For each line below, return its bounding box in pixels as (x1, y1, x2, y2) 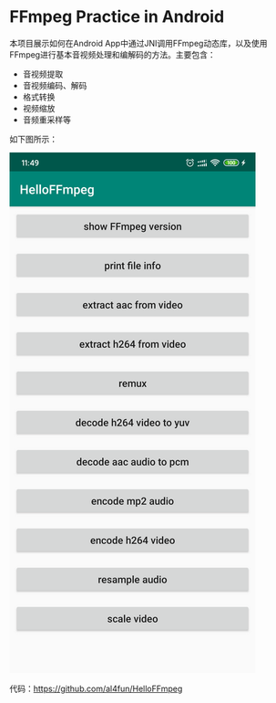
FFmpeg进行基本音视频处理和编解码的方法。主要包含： (9, 48, 216, 60)
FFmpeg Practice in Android (9, 6, 225, 27)
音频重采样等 (22, 114, 71, 125)
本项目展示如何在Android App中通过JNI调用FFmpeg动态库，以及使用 (9, 37, 268, 48)
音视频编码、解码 (22, 79, 87, 90)
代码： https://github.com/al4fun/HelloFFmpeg (9, 683, 183, 694)
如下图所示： (9, 133, 57, 144)
